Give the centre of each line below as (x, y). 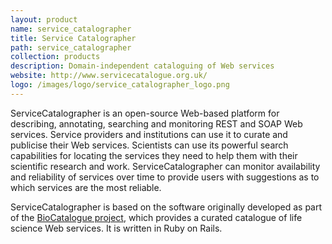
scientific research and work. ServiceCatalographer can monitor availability (165, 166)
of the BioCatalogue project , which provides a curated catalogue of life (156, 217)
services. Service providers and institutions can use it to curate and (149, 134)
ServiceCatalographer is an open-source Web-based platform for (145, 113)
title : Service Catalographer (73, 38)
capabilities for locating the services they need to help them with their (154, 155)
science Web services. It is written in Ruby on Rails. (116, 228)
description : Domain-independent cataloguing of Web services (142, 66)
